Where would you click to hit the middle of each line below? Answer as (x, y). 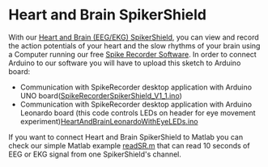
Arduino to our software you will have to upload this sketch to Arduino (125, 63)
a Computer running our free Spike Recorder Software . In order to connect (132, 54)
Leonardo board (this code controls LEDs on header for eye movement (138, 113)
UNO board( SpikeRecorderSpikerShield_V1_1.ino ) (101, 95)
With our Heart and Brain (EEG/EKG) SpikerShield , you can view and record (134, 37)
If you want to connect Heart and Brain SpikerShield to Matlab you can (126, 137)
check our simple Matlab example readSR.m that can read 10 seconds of (129, 145)
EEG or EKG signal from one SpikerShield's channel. (95, 154)
